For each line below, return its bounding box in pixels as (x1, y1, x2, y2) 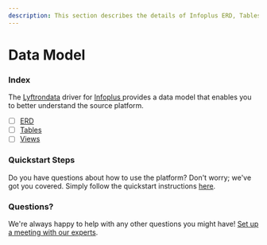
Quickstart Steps (8, 154, 75, 165)
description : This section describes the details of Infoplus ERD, (8, 11, 237, 20)
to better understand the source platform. (8, 101, 145, 111)
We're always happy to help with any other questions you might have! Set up (8, 219, 259, 228)
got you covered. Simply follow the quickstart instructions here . (8, 181, 216, 191)
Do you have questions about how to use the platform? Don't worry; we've (8, 173, 252, 182)
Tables (19, 125, 42, 135)
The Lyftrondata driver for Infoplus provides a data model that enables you (8, 92, 252, 102)
